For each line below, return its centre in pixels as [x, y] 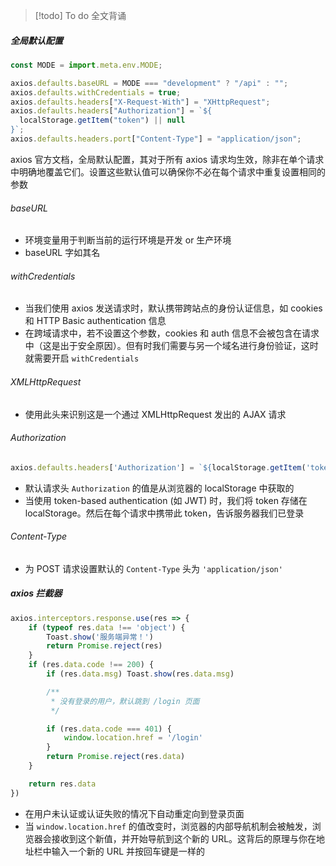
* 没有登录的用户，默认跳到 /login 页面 [125, 701]
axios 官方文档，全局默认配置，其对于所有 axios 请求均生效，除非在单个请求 [167, 159]
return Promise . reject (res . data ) [116, 757]
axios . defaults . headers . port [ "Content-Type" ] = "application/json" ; [156, 139]
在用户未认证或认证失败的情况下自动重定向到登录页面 [134, 813]
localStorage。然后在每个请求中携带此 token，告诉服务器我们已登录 [164, 513]
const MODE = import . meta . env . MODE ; [86, 65]
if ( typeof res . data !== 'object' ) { [107, 627]
